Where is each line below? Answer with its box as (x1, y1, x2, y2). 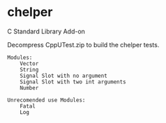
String (20, 66, 39, 73)
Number (20, 84, 39, 91)
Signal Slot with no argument (20, 72, 108, 79)
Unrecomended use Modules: (7, 97, 86, 104)
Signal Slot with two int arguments (20, 78, 127, 85)
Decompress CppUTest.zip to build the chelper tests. (7, 40, 160, 49)
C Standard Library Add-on (7, 27, 86, 35)
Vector (20, 60, 39, 67)
